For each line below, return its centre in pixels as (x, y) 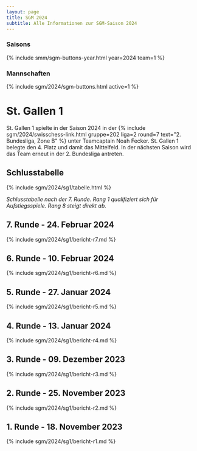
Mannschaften (28, 73)
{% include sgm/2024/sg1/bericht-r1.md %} (61, 441)
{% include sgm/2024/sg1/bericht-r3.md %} (62, 374)
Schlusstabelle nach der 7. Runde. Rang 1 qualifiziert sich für (82, 199)
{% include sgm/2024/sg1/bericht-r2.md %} (62, 408)
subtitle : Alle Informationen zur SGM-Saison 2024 (72, 23)
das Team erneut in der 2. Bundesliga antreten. (65, 154)
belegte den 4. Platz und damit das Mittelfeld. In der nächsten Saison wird (99, 147)
